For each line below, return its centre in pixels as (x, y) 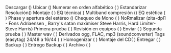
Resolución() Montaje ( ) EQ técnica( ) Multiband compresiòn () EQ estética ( (86, 13)
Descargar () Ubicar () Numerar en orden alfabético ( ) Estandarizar (76, 7)
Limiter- (148, 23)
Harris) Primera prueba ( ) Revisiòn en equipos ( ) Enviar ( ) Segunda (90, 29)
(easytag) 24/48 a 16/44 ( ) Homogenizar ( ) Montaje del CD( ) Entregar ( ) (83, 39)
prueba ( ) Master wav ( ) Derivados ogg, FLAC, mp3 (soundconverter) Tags (85, 34)
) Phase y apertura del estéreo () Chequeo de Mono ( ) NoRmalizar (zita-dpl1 (86, 18)
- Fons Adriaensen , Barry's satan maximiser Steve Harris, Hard (72, 23)
